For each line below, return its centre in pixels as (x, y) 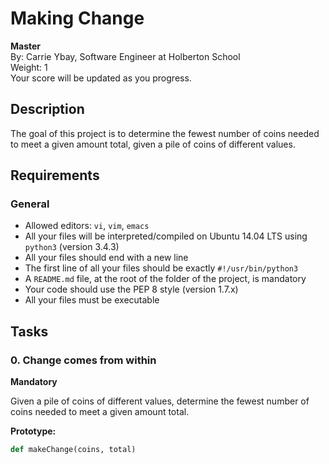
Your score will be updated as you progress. (101, 78)
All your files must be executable (92, 300)
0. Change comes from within (83, 360)
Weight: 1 (29, 67)
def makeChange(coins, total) (73, 450)
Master (26, 46)
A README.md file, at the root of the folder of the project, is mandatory (165, 279)
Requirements (55, 175)
